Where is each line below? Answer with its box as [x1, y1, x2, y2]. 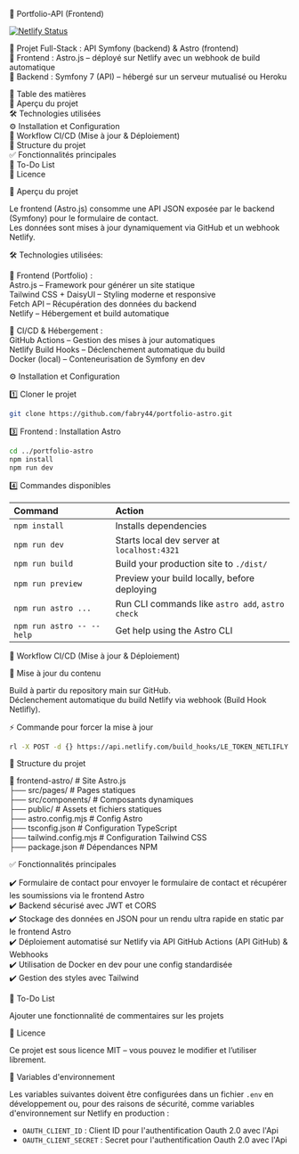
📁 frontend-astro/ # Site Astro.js [9, 775, 126, 786]
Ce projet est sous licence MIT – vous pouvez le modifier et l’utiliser [9, 1045, 257, 1056]
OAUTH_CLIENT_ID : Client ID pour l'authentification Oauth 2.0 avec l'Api [21, 1125, 279, 1136]
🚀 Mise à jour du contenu [9, 667, 101, 678]
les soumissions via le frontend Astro [9, 890, 145, 901]
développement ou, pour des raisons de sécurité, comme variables [9, 1099, 255, 1109]
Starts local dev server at [115, 534, 220, 546]
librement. [9, 1054, 46, 1065]
